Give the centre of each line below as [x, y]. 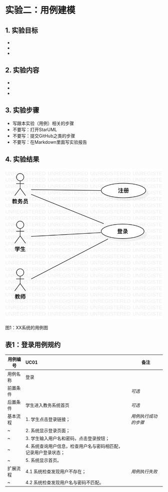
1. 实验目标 [22, 30]
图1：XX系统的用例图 [27, 327]
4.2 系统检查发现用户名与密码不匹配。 [65, 482]
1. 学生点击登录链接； [48, 419]
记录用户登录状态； [45, 452]
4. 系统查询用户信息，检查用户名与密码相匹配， [74, 446]
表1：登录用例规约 [33, 345]
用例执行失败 [144, 471]
